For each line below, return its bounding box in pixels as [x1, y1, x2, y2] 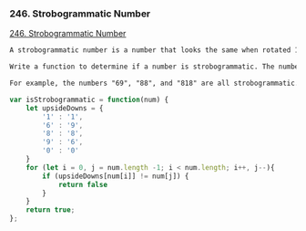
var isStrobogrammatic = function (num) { [9, 95, 169, 104]
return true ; [25, 205, 76, 215]
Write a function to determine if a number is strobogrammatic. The [9, 62, 275, 71]
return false [57, 180, 107, 189]
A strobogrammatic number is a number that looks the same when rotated [9, 46, 291, 55]
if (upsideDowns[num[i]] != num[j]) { [42, 172, 189, 181]
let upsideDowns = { [25, 103, 104, 112]
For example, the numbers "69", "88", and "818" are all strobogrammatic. [9, 79, 300, 89]
